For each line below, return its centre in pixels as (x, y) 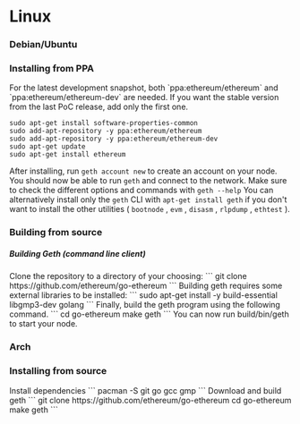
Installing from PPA (51, 69)
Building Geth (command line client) (77, 253)
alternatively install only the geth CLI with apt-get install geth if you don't (148, 199)
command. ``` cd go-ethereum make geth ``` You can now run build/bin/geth (149, 314)
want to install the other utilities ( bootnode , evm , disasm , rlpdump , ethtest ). (150, 209)
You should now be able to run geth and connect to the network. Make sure (148, 181)
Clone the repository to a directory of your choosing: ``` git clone (129, 276)
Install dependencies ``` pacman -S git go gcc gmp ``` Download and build (146, 390)
